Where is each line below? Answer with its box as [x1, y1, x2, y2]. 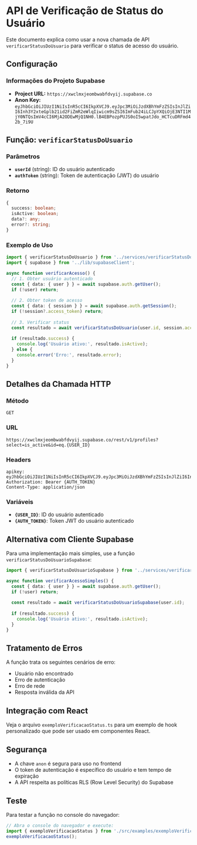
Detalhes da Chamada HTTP [6, 379, 111, 389]
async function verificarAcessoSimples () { [6, 578, 114, 584]
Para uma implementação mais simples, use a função [6, 550, 135, 557]
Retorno [6, 186, 30, 195]
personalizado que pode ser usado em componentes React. [6, 728, 151, 735]
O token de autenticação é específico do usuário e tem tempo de [14, 766, 172, 774]
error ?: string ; [11, 222, 51, 228]
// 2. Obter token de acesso [11, 298, 83, 304]
